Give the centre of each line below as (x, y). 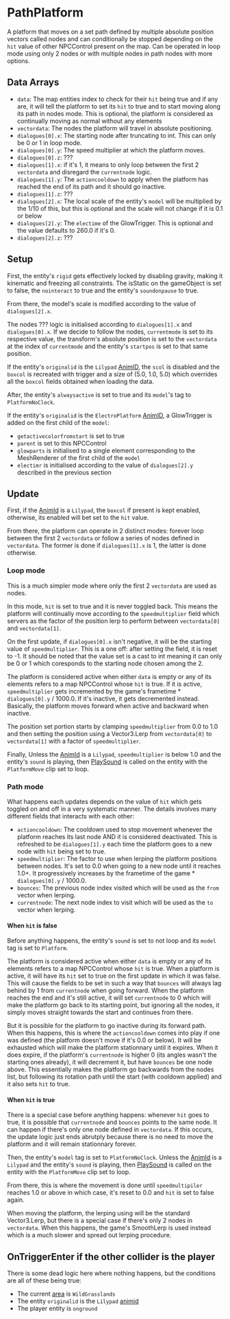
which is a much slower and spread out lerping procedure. (89, 1235)
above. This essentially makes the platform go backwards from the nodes (111, 1070)
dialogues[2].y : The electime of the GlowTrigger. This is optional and (115, 223)
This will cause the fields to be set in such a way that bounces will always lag (114, 983)
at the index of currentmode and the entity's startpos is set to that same (108, 346)
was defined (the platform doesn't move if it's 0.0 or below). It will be (104, 1040)
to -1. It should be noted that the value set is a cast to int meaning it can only (115, 656)
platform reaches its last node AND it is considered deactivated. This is (117, 836)
